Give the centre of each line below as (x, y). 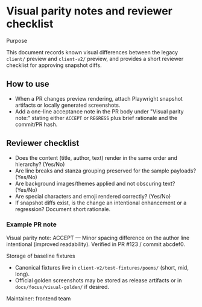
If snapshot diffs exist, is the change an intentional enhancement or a (101, 203)
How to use (28, 84)
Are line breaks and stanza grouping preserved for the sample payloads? (106, 171)
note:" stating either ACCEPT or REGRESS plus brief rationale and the (96, 118)
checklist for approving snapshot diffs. (54, 65)
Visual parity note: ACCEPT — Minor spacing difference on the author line (98, 238)
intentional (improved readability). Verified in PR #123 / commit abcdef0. (96, 244)
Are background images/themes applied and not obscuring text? (95, 183)
